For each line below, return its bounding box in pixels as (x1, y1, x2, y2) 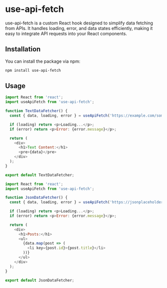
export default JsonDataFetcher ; (5, 278, 75, 283)
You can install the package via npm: (5, 58, 81, 64)
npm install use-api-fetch (5, 68, 61, 73)
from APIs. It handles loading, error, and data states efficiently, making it (5, 25, 153, 31)
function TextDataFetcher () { (5, 109, 68, 114)
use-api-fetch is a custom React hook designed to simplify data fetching (5, 20, 153, 26)
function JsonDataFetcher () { (5, 195, 68, 200)
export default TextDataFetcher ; (5, 172, 75, 177)
